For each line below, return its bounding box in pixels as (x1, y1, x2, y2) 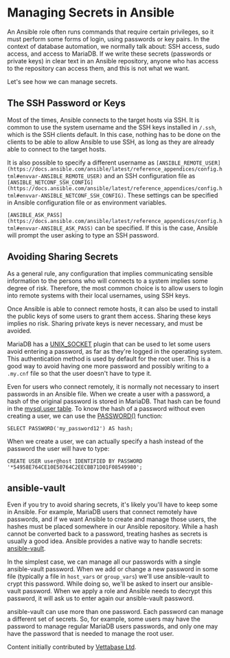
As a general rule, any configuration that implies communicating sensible (7, 269, 214, 277)
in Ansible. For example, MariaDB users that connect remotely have (7, 508, 198, 516)
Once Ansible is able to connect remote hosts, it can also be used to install (7, 304, 218, 312)
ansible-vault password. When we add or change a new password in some (7, 565, 218, 573)
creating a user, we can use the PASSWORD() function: (7, 412, 163, 420)
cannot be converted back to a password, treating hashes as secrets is (7, 530, 208, 538)
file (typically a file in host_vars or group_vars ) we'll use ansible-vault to (7, 573, 209, 581)
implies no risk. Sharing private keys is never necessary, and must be (7, 319, 203, 328)
